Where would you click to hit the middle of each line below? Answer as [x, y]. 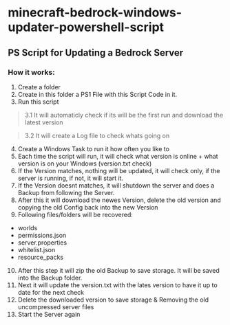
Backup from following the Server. [66, 192]
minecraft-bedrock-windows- [95, 13]
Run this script [38, 102]
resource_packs [41, 257]
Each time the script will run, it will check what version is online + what [118, 156]
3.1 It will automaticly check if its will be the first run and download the [124, 115]
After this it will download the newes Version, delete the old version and [119, 200]
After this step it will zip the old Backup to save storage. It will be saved [118, 270]
